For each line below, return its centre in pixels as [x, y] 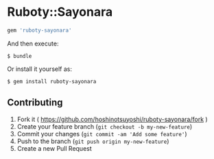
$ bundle [20, 56]
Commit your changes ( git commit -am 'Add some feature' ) [102, 134]
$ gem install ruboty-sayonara [52, 81]
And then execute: [33, 43]
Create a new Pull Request [55, 148]
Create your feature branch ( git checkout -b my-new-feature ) [105, 126]
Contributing [35, 103]
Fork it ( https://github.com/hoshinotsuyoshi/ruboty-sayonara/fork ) [112, 119]
